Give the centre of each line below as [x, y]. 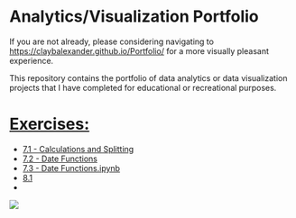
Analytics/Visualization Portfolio [134, 17]
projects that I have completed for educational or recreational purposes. [143, 87]
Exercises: [50, 124]
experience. [32, 60]
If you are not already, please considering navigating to [112, 41]
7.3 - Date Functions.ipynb [71, 168]
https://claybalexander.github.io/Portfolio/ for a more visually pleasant [139, 50]
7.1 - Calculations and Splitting [78, 149]
